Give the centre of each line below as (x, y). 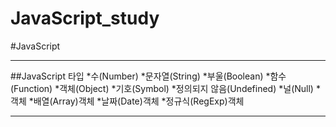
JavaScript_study (85, 18)
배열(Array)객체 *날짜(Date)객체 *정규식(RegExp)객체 (139, 101)
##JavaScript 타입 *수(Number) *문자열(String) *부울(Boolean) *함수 (148, 76)
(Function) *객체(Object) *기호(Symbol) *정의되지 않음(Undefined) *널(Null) (162, 88)
